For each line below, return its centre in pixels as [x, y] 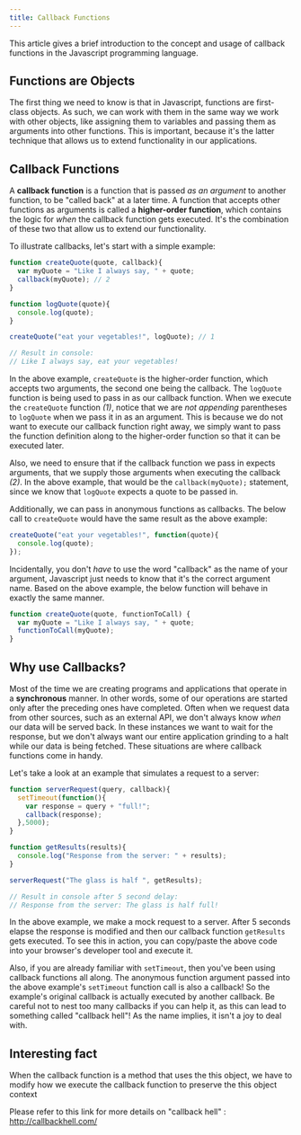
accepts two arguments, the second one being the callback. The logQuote [146, 388]
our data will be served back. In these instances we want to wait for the [142, 727]
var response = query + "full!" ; [88, 806]
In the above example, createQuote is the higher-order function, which [139, 379]
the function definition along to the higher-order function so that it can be [145, 436]
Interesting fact [53, 1054]
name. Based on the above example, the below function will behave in [138, 588]
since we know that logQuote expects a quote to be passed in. [124, 492]
